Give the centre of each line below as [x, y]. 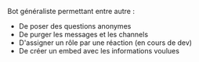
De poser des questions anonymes [75, 26]
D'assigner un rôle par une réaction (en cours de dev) [105, 43]
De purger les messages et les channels [83, 34]
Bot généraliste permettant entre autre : [71, 11]
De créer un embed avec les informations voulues [99, 51]
